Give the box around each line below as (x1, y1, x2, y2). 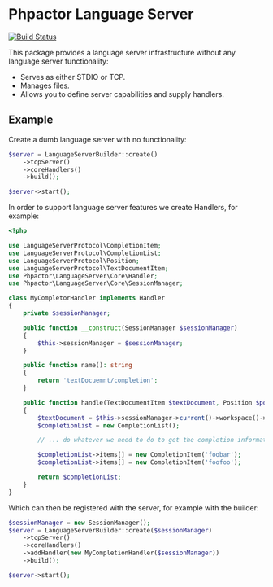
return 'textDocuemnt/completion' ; (37, 376, 158, 385)
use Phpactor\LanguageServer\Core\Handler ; (8, 272, 158, 280)
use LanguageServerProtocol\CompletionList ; (8, 249, 162, 257)
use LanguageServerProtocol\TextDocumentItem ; (8, 264, 169, 273)
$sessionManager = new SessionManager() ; (8, 519, 151, 527)
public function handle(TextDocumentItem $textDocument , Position (23, 398, 253, 407)
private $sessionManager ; (23, 309, 111, 318)
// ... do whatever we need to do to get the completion (37, 436, 234, 445)
